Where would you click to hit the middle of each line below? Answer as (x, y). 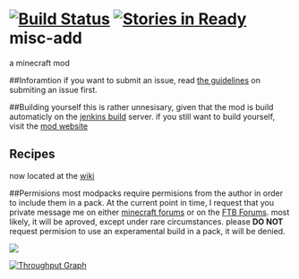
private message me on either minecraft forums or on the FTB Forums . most (149, 212)
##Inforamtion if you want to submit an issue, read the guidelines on (135, 80)
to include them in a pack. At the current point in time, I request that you (142, 202)
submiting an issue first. (54, 89)
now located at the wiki (52, 175)
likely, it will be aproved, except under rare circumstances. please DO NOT (146, 221)
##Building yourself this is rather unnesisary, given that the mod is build (141, 106)
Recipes (32, 154)
